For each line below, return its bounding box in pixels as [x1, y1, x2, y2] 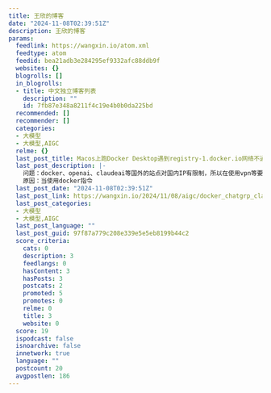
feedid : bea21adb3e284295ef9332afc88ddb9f [15, 57, 161, 65]
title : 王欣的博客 [8, 11, 65, 20]
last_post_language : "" [15, 222, 95, 230]
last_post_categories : [15, 199, 92, 207]
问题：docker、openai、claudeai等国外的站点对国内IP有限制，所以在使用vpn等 [23, 169, 257, 178]
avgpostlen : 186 [15, 372, 70, 380]
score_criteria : [15, 237, 70, 245]
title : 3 [23, 311, 52, 320]
